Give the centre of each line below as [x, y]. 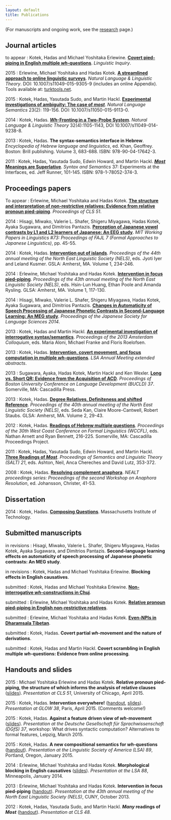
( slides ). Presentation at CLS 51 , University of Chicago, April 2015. [75, 693]
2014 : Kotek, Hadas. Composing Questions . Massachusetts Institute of [81, 511]
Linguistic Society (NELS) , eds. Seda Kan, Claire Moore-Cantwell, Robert [82, 410]
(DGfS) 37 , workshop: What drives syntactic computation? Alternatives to [82, 729]
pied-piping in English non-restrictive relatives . [57, 607]
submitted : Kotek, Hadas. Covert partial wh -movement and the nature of [83, 633]
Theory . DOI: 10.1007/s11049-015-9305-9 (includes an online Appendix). [81, 84]
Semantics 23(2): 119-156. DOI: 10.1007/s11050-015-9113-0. [67, 110]
